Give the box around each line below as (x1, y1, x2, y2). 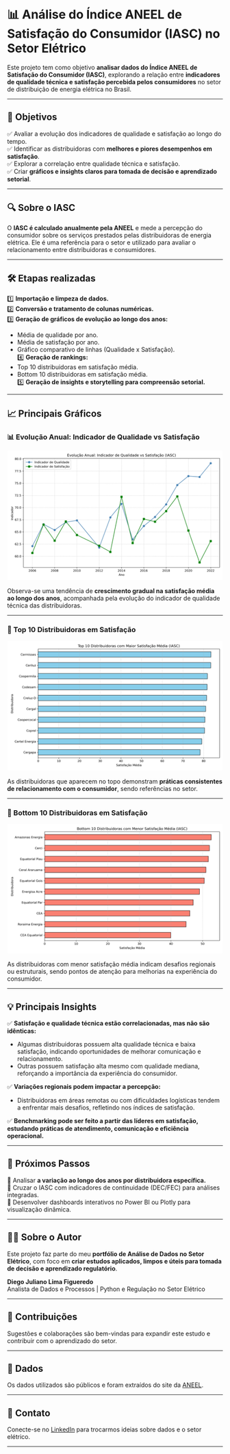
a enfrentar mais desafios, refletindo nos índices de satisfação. (16, 1103, 195, 1112)
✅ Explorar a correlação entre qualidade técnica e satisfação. (7, 160, 180, 168)
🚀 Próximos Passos (7, 1158, 90, 1170)
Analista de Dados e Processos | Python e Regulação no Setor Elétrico (7, 1285, 205, 1293)
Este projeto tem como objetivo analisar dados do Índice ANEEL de (7, 63, 198, 71)
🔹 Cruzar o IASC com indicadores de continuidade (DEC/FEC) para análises (7, 1183, 220, 1192)
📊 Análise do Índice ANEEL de (7, 7, 183, 23)
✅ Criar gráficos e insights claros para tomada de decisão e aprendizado (7, 167, 218, 175)
